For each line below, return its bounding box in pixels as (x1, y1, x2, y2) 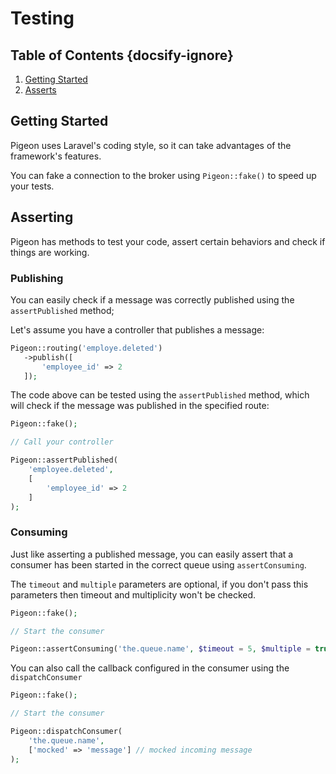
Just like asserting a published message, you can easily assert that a (10, 548, 294, 560)
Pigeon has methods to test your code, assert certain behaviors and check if (10, 235, 326, 247)
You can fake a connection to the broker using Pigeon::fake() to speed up (10, 169, 317, 181)
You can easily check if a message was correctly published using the (10, 293, 295, 306)
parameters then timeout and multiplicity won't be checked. (10, 588, 257, 601)
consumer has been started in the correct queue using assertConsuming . (10, 558, 307, 571)
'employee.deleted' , (28, 465, 114, 475)
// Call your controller (10, 437, 114, 447)
